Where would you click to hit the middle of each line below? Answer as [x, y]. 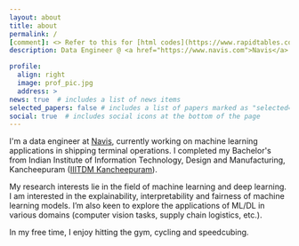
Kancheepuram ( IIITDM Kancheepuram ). [83, 170]
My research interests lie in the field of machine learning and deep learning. [148, 186]
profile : [25, 67]
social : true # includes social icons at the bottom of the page [135, 116]
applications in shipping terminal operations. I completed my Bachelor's [140, 151]
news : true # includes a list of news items [95, 99]
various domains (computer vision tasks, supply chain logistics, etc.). [136, 215]
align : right [41, 75]
